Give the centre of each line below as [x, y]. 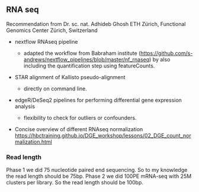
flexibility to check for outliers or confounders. [80, 118]
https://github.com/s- [166, 53]
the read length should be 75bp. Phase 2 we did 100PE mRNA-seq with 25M [99, 176]
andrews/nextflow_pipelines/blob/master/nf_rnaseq [86, 59]
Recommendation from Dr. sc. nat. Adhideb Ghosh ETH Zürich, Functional [96, 24]
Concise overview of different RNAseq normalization [79, 129]
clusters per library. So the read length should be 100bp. [75, 183]
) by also [160, 59]
